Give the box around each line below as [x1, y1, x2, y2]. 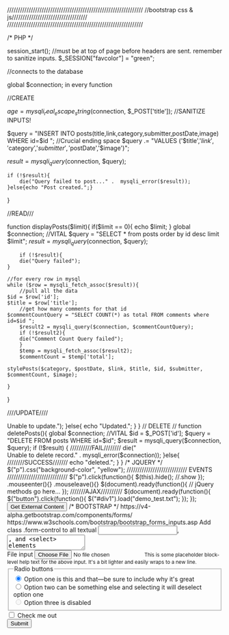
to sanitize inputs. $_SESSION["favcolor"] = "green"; [7, 54, 155, 62]
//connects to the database [7, 68, 83, 75]
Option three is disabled [23, 599, 92, 607]
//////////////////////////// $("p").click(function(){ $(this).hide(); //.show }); [7, 473, 205, 481]
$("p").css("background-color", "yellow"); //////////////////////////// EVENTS [7, 465, 213, 474]
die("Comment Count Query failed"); [19, 335, 124, 343]
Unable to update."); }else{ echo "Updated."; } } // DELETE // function [7, 422, 202, 430]
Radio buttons [14, 565, 53, 573]
